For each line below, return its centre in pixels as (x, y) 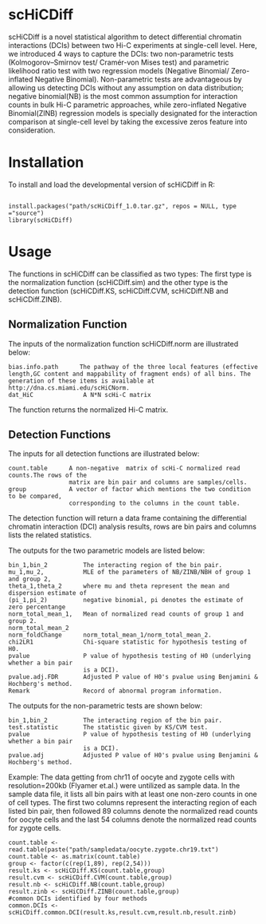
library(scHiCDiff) (41, 220)
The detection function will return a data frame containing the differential (127, 518)
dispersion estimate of (48, 593)
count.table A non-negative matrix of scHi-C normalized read (124, 469)
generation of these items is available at (82, 381)
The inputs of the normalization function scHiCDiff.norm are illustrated (123, 343)
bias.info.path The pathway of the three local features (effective (133, 367)
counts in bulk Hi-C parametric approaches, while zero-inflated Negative (127, 105)
